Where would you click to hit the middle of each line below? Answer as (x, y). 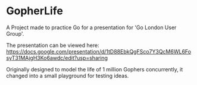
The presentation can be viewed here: (53, 45)
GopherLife (35, 11)
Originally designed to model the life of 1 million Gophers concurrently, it (95, 69)
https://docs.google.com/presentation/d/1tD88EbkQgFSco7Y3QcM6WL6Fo (99, 51)
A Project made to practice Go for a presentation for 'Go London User (91, 27)
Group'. (15, 33)
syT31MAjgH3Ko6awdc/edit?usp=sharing (57, 58)
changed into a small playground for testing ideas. (68, 75)
